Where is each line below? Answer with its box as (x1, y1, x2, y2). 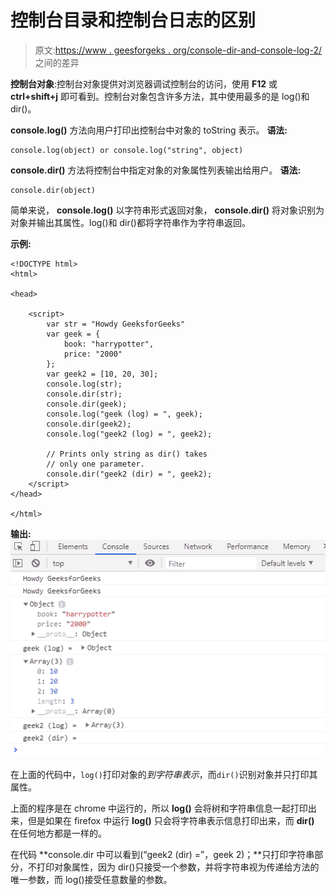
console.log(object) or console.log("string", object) (10, 145, 244, 155)
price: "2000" (63, 349, 123, 359)
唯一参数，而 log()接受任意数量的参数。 (10, 873, 173, 885)
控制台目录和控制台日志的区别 (10, 9, 257, 32)
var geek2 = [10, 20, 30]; (46, 369, 159, 379)
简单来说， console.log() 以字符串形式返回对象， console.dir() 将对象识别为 (10, 204, 325, 216)
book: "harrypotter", (63, 339, 155, 349)
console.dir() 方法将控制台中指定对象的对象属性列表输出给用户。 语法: (10, 164, 302, 176)
